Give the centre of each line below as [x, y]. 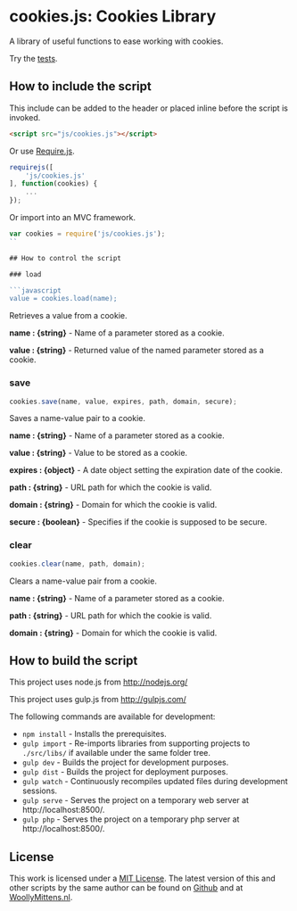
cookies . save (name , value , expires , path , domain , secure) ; [124, 402]
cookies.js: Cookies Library [113, 17]
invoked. [25, 117]
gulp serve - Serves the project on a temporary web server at [136, 800]
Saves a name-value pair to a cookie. [77, 418]
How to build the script [74, 661]
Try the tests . [33, 58]
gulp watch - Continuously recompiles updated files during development [155, 782]
